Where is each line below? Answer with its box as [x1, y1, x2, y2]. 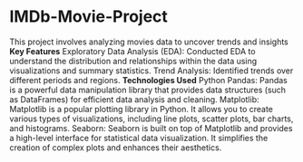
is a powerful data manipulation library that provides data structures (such [9, 84, 287, 95]
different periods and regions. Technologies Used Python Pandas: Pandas [9, 74, 288, 85]
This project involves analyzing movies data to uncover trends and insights [9, 36, 288, 47]
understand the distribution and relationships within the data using [9, 55, 258, 66]
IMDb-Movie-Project [9, 6, 168, 27]
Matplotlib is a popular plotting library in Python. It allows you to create [9, 103, 274, 114]
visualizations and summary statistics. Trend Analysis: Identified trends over [9, 65, 294, 76]
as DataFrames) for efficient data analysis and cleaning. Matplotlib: [9, 93, 259, 105]
